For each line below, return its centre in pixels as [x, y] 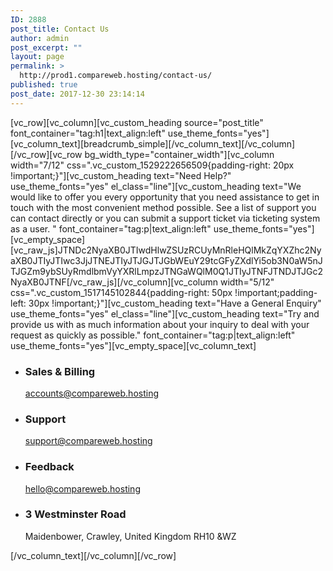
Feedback [49, 467]
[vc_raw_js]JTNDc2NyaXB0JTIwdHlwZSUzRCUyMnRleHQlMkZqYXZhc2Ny [166, 250]
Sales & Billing [60, 371]
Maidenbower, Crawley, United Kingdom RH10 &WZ [130, 536]
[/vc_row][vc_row [46, 154]
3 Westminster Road [75, 514]
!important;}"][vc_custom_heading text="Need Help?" [121, 175]
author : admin [40, 38]
